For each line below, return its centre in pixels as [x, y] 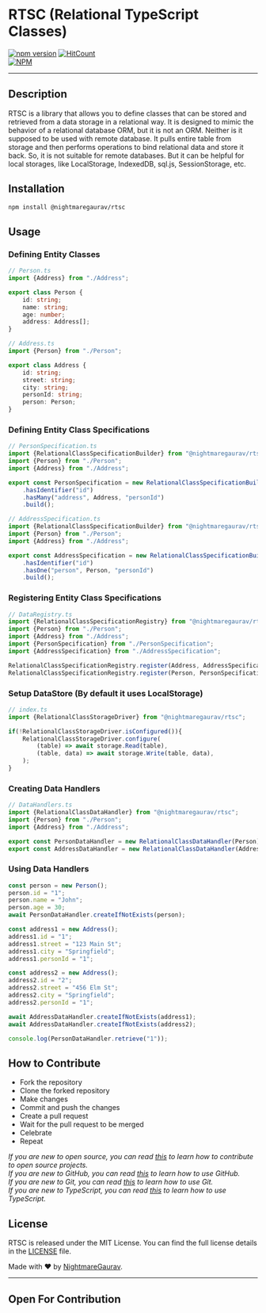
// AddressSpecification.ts [55, 519]
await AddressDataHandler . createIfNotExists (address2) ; [102, 1024]
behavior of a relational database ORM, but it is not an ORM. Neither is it [125, 130]
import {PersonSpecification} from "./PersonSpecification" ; [111, 644]
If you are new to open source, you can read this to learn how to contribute [131, 1157]
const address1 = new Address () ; [63, 929]
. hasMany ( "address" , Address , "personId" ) [93, 497]
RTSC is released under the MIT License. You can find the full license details [133, 1243]
